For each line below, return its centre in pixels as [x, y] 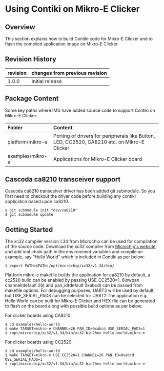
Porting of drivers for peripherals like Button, [104, 136]
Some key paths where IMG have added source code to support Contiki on [80, 110]
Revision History [31, 59]
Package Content [32, 99]
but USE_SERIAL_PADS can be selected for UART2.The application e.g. [76, 296]
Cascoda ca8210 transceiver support [63, 179]
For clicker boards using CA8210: [38, 315]
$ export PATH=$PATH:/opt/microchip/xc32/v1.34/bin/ [60, 266]
